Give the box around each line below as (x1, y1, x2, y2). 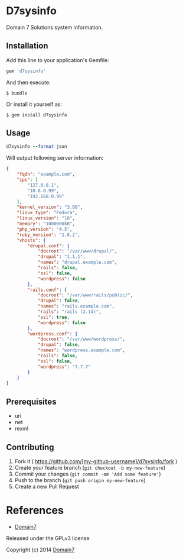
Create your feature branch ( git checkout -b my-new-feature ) (14, 464, 166, 471)
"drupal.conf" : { (27, 243, 70, 249)
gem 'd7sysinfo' (6, 68, 46, 74)
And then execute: (6, 79, 51, 86)
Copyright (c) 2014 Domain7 (6, 546, 75, 553)
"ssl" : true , (37, 314, 70, 320)
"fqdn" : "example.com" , (17, 172, 76, 177)
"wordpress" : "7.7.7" (37, 364, 91, 370)
